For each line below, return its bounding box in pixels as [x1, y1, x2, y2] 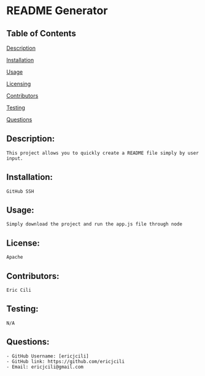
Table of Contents [6, 28, 77, 39]
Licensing [6, 80, 31, 87]
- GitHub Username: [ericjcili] [6, 353, 89, 359]
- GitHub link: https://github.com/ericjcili [6, 358, 125, 364]
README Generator [6, 4, 108, 18]
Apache [6, 254, 23, 260]
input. [6, 155, 23, 162]
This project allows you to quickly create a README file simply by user [6, 150, 199, 156]
